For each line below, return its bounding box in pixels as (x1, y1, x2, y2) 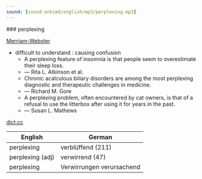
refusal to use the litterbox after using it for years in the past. (24, 100, 175, 108)
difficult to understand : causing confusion (15, 49, 121, 56)
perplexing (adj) (9, 152, 55, 161)
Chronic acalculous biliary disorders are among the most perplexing (24, 74, 194, 82)
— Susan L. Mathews (24, 106, 77, 114)
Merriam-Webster (6, 37, 51, 44)
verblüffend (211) (60, 143, 112, 151)
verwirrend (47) (60, 152, 106, 161)
